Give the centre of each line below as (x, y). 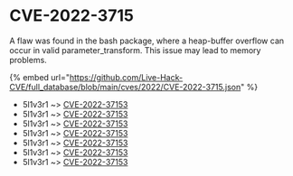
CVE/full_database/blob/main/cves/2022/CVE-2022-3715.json (125, 87)
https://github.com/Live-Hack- (126, 77)
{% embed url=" (40, 77)
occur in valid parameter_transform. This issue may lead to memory (135, 50)
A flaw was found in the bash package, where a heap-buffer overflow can (147, 41)
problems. (28, 60)
